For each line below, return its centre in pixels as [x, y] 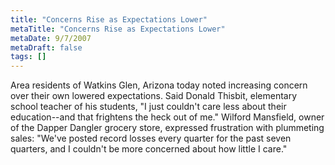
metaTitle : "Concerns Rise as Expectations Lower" [118, 29]
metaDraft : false [46, 47]
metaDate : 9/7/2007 [51, 38]
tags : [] [28, 57]
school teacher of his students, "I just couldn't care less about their [148, 107]
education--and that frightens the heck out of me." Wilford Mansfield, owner [167, 117]
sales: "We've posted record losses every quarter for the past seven [151, 138]
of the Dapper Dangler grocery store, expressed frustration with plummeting [167, 128]
